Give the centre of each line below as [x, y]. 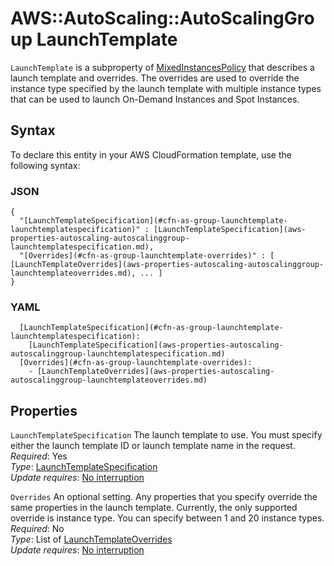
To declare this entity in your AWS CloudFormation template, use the [151, 154]
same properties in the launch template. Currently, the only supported [154, 508]
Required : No [37, 529]
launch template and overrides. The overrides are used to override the [155, 78]
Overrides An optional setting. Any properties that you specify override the [164, 497]
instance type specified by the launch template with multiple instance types [166, 88]
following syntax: [45, 165]
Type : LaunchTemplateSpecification [84, 467]
